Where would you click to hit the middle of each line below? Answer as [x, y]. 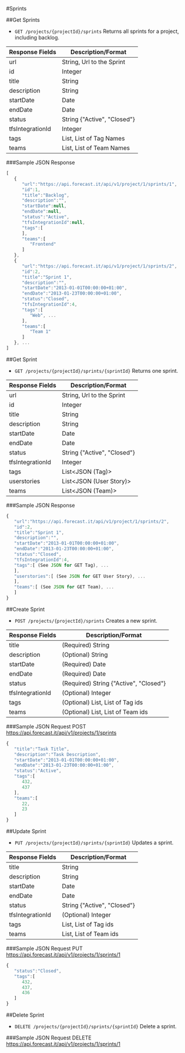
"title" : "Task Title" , [41, 749]
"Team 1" [40, 332]
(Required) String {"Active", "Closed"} [114, 683]
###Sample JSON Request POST [46, 726]
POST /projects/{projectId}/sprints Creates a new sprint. [86, 620]
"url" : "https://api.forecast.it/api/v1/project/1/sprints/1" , [99, 184]
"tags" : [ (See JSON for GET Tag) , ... [61, 565]
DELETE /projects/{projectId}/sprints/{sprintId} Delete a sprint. [96, 1026]
